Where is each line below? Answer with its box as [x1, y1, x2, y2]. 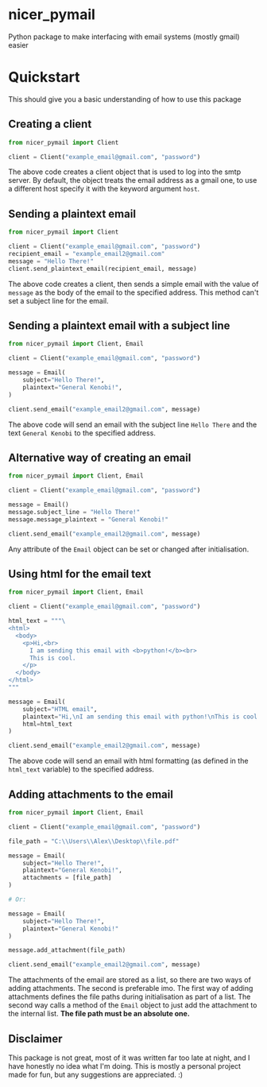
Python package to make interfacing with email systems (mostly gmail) [8, 32, 240, 41]
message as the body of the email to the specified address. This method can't [8, 288, 259, 297]
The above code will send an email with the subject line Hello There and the [8, 420, 257, 429]
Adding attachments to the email [8, 787, 173, 801]
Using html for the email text [8, 567, 152, 581]
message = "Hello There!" [8, 257, 94, 265]
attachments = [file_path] [22, 874, 112, 882]
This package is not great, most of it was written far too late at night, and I [8, 1053, 250, 1062]
